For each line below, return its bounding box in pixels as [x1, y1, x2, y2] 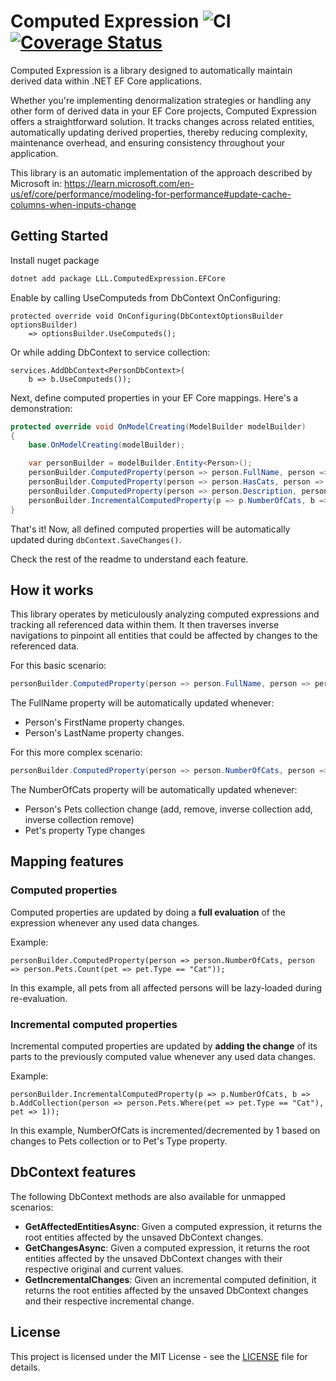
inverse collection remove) [24, 814, 135, 826]
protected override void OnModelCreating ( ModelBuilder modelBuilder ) [10, 421, 307, 432]
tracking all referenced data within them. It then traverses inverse [10, 619, 280, 631]
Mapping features [10, 853, 125, 870]
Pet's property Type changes [24, 825, 146, 837]
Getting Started [10, 228, 109, 245]
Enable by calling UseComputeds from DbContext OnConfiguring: [10, 291, 281, 304]
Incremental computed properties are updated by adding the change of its [10, 1040, 318, 1052]
